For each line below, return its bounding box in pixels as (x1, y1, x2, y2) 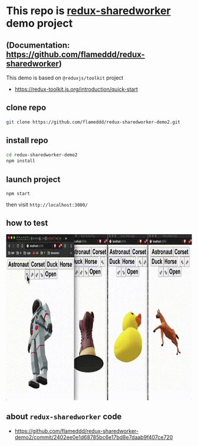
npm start (6, 191, 31, 197)
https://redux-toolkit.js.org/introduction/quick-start (14, 86, 138, 93)
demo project (6, 17, 73, 30)
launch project (6, 174, 61, 184)
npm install (6, 158, 35, 164)
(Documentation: (6, 40, 70, 50)
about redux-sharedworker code (6, 412, 122, 422)
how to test (6, 218, 48, 228)
